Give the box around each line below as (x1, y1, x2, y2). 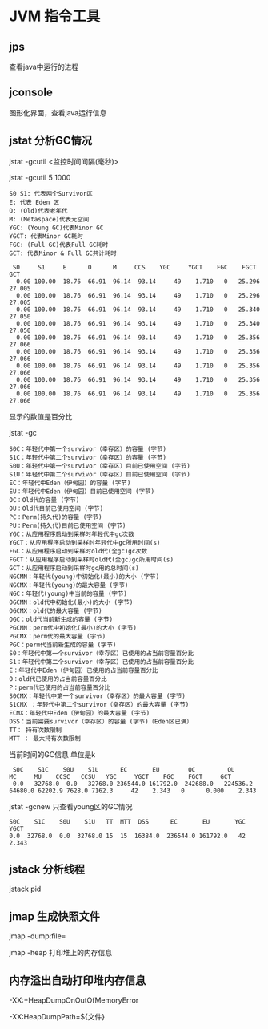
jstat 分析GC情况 (9, 134, 93, 148)
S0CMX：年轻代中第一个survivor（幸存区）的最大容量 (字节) (9, 691, 186, 700)
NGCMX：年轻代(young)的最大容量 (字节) (9, 581, 129, 589)
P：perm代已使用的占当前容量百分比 (9, 683, 111, 691)
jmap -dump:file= (9, 931, 66, 941)
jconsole (9, 86, 53, 99)
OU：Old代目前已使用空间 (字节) (9, 504, 104, 512)
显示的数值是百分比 (9, 411, 73, 421)
